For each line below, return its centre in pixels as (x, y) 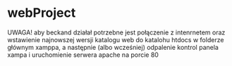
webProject (42, 13)
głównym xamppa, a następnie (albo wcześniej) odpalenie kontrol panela (113, 47)
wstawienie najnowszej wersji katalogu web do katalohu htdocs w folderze (116, 39)
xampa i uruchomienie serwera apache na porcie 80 (83, 55)
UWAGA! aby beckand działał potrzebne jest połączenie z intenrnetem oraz (116, 32)
